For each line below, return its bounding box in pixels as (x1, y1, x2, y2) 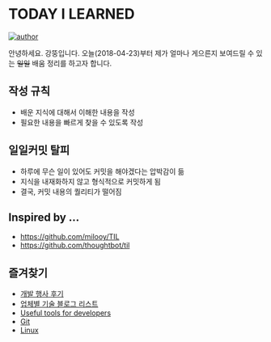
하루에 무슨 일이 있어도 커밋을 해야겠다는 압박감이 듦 (19, 167, 184, 176)
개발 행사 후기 (19, 289, 64, 299)
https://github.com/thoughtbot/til (19, 240, 130, 251)
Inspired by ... (8, 210, 79, 224)
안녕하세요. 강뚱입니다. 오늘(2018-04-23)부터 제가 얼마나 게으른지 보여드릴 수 (8, 48, 255, 57)
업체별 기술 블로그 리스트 (19, 299, 99, 309)
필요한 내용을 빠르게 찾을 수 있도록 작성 (19, 117, 144, 127)
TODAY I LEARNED (8, 5, 135, 23)
